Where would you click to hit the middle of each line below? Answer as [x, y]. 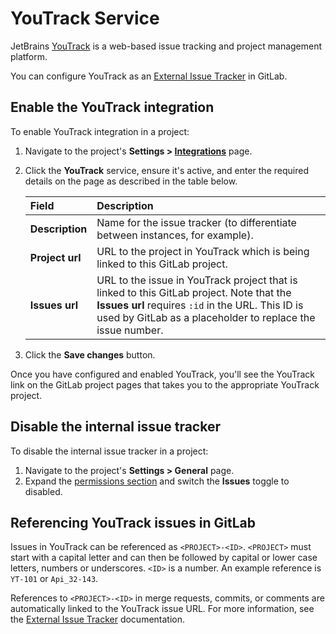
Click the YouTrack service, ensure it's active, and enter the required [166, 170]
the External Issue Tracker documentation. [98, 619]
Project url [55, 257]
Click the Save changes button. [90, 354]
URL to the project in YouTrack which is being [203, 251]
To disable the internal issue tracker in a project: [109, 451]
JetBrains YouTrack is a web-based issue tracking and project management [166, 46]
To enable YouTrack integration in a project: [100, 131]
